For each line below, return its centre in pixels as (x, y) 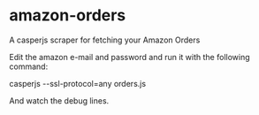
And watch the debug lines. (59, 100)
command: (29, 66)
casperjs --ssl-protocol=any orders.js (78, 83)
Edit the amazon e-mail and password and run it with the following (129, 57)
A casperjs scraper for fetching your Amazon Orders (105, 40)
